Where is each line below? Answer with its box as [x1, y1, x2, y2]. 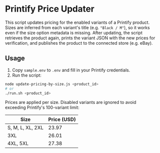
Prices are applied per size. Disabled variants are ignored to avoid [5, 100, 137, 105]
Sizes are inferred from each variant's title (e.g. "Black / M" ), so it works [5, 24, 150, 30]
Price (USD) [48, 116, 76, 123]
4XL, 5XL [7, 140, 29, 147]
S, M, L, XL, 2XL [7, 124, 44, 131]
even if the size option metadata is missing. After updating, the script [5, 30, 143, 35]
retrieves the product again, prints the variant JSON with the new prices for [5, 35, 155, 41]
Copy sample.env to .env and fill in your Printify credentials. [12, 67, 130, 73]
